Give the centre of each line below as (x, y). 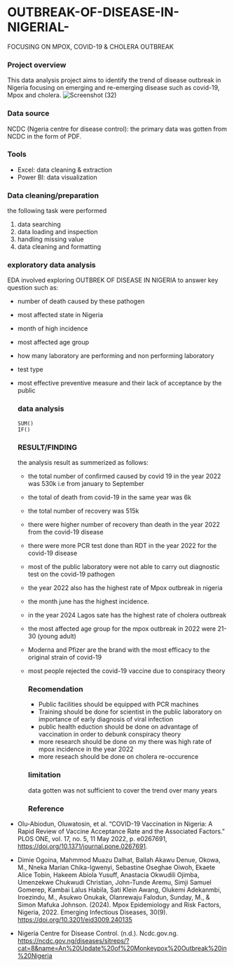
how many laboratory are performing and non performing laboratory (116, 356)
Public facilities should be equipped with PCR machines (118, 705)
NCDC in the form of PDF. (44, 136)
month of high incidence (53, 328)
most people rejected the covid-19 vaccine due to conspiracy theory (126, 671)
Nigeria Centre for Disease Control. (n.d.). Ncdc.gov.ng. (98, 933)
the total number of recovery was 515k (83, 511)
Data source (28, 113)
